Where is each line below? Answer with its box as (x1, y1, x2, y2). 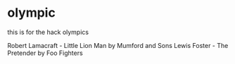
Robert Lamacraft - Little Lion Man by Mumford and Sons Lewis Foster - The (7, 41, 229, 49)
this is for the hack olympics (7, 28, 89, 36)
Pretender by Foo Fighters (7, 49, 83, 57)
